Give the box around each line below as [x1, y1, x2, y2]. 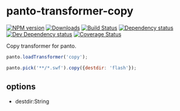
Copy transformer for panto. [6, 42, 77, 49]
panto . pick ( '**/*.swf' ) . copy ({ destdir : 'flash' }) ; [6, 65, 137, 71]
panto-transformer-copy [6, 4, 134, 18]
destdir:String [15, 98, 50, 105]
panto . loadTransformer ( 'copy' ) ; [6, 54, 88, 60]
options [6, 81, 36, 92]
